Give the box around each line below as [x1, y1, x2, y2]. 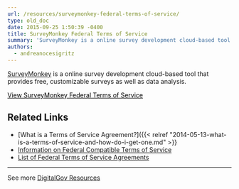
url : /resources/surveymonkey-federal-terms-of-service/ [7, 10, 180, 18]
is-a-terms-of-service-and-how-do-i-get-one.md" [17, 138, 166, 146]
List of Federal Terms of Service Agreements [17, 153, 149, 161]
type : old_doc [7, 17, 50, 24]
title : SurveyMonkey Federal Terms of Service [7, 30, 148, 38]
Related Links [7, 112, 69, 124]
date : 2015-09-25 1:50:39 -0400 [7, 23, 103, 31]
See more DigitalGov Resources [7, 173, 101, 182]
